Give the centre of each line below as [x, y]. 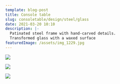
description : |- [22, 29]
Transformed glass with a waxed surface [53, 38]
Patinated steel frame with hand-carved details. [63, 33]
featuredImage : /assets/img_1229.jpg [45, 43]
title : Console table [28, 15]
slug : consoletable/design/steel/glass [47, 19]
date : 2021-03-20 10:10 [30, 24]
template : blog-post [27, 10]
